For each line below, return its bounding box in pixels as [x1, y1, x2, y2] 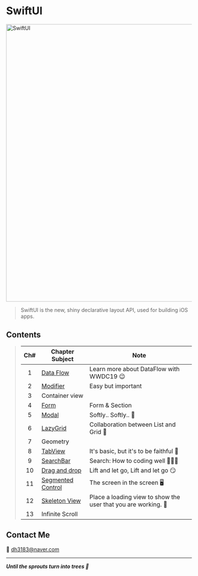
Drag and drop [41, 466, 82, 474]
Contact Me [6, 530, 50, 540]
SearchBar [41, 456, 71, 465]
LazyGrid [41, 424, 67, 432]
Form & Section [89, 401, 132, 409]
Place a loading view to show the [89, 493, 181, 501]
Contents [6, 330, 41, 340]
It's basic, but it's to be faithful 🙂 [89, 447, 179, 455]
